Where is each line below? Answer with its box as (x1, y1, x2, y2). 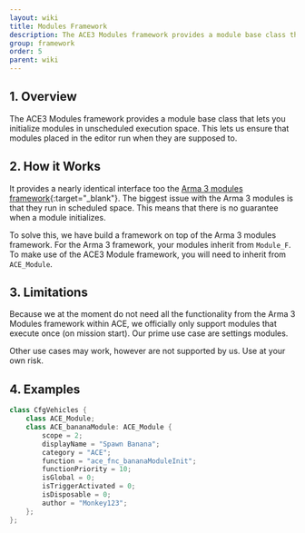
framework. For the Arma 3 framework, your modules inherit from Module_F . (9, 239, 291, 250)
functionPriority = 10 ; (42, 465, 132, 474)
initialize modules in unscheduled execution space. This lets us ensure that (9, 123, 290, 133)
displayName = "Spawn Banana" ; (42, 439, 161, 449)
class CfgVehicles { (9, 406, 88, 415)
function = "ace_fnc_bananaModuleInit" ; (42, 456, 197, 466)
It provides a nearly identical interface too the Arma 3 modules (9, 183, 243, 193)
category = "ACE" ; (42, 448, 112, 457)
